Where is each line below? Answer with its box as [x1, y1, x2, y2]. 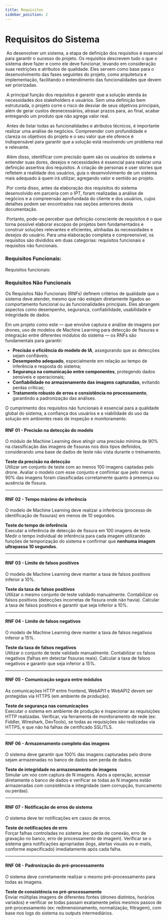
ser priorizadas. [5, 82, 37, 88]
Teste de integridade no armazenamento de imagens [5, 766, 117, 773]
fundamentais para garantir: [5, 338, 62, 344]
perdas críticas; [12, 385, 45, 391]
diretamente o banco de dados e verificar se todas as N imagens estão [5, 777, 151, 783]
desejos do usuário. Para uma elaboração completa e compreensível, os [5, 232, 154, 238]
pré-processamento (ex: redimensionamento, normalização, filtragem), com [5, 904, 161, 910]
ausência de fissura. [5, 480, 47, 486]
